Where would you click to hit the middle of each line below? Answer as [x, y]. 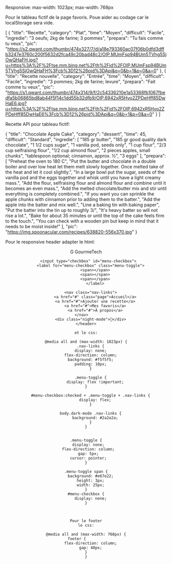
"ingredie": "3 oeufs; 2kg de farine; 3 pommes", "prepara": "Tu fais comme [84, 38]
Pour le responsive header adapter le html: [50, 242]
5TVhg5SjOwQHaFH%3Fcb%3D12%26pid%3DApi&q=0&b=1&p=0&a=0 [81, 71]
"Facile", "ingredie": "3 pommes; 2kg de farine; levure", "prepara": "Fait [80, 82]
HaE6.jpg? [16, 103]
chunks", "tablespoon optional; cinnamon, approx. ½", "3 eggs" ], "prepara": [86, 156]
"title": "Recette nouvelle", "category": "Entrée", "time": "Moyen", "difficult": [85, 76]
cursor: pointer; [88, 458]
